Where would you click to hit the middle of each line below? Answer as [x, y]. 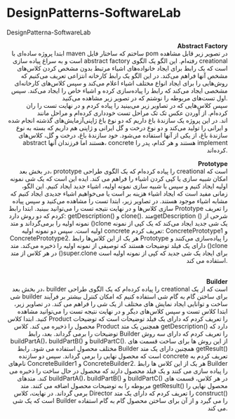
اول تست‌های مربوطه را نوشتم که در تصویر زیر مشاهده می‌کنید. [145, 98]
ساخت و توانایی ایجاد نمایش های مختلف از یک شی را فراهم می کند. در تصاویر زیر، [121, 303]
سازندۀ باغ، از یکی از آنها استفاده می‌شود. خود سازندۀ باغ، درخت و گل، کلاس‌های [123, 135]
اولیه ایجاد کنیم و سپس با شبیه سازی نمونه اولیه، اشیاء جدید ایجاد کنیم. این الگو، [125, 186]
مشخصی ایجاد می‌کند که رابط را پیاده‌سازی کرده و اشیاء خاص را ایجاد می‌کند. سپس [119, 90]
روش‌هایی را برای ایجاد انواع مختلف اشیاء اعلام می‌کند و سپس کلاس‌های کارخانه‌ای [121, 83]
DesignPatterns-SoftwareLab [94, 13]
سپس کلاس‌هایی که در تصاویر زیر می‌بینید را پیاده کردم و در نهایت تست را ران [127, 105]
